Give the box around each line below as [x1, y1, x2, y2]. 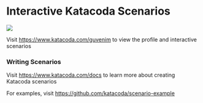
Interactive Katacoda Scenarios [6, 4, 170, 18]
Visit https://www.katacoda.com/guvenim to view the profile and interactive [6, 35, 197, 43]
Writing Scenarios [6, 57, 61, 66]
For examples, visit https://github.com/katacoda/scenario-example [6, 90, 175, 97]
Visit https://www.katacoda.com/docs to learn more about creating [6, 71, 175, 79]
